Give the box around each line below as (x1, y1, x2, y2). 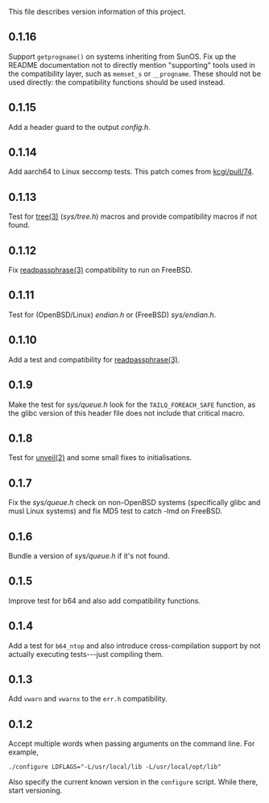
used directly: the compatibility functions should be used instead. (8, 77, 226, 87)
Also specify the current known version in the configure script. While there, (8, 777, 259, 787)
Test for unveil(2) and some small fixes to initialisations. (8, 453, 192, 462)
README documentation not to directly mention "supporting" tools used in (8, 60, 255, 69)
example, (8, 747, 39, 757)
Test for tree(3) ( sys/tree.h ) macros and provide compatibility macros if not (8, 211, 258, 221)
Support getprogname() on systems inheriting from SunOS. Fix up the (8, 52, 236, 61)
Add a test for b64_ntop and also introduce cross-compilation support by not (8, 641, 261, 650)
